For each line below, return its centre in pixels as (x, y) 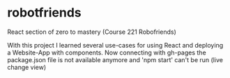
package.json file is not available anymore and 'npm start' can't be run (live (115, 59)
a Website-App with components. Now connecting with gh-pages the (107, 52)
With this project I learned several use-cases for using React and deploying (115, 45)
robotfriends (44, 13)
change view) (27, 67)
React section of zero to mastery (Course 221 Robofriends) (92, 32)
